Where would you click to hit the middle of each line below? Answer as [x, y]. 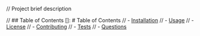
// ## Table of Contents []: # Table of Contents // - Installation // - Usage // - [100, 20]
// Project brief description [39, 9]
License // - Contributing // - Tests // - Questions [67, 27]
